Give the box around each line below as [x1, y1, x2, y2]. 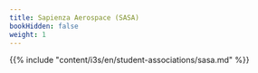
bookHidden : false [9, 22, 79, 31]
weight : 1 [9, 30, 47, 39]
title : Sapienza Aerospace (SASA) [9, 13, 140, 23]
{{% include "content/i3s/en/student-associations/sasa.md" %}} [9, 55, 250, 66]
